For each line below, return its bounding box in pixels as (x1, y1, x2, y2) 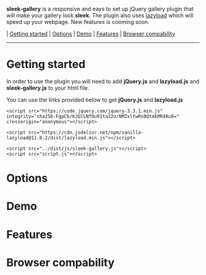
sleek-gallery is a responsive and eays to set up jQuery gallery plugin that (6, 6, 194, 12)
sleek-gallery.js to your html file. (6, 84, 90, 91)
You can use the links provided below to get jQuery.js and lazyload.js (6, 96, 183, 103)
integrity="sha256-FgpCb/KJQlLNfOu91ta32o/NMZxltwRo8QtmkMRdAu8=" (6, 113, 180, 119)
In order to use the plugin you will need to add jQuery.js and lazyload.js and (6, 77, 200, 85)
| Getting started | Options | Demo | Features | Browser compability (6, 30, 176, 37)
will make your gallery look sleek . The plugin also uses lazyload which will (6, 12, 194, 19)
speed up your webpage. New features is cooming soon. (6, 18, 150, 25)
